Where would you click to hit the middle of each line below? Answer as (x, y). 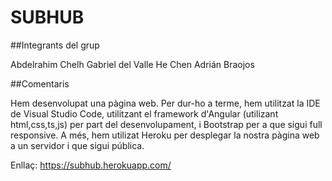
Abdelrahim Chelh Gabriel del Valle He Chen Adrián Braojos (132, 64)
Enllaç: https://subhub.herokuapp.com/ (91, 165)
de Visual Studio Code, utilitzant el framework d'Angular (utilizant (144, 113)
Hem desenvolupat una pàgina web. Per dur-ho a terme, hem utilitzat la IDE (165, 103)
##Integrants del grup (55, 45)
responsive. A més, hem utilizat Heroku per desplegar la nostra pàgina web (165, 135)
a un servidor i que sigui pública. (77, 145)
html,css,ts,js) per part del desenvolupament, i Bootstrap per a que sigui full (166, 124)
